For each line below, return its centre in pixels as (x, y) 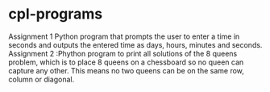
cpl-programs (56, 14)
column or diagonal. (42, 79)
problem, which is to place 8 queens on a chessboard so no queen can (126, 62)
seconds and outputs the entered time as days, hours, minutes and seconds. (135, 44)
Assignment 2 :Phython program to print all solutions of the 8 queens (123, 53)
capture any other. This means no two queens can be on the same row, (126, 70)
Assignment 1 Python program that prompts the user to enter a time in (124, 36)
